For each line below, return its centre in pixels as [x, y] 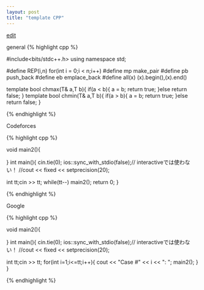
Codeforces [21, 125]
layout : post [23, 12]
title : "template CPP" [35, 18]
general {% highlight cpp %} [42, 47]
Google [16, 206]
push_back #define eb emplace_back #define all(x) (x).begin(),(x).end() [97, 77]
